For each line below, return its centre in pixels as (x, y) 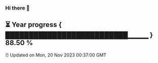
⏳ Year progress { (34, 25)
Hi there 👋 (18, 8)
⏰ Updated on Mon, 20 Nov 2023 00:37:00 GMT (56, 55)
